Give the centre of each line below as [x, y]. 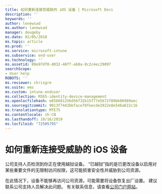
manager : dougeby [23, 32]
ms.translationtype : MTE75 [33, 110]
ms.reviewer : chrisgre [28, 83]
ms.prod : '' [17, 46]
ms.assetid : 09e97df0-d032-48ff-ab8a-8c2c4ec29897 [58, 64]
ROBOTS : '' [16, 78]
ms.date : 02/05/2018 [26, 37]
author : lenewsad [23, 23]
